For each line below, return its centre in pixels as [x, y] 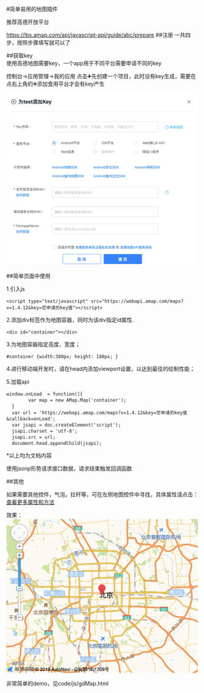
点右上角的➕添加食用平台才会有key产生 [55, 84]
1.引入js [16, 289]
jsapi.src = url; [34, 438]
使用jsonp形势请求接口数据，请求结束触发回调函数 [69, 469]
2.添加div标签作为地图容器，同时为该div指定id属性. [70, 320]
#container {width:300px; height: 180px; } [62, 357]
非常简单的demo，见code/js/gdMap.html [58, 684]
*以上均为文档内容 [29, 456]
